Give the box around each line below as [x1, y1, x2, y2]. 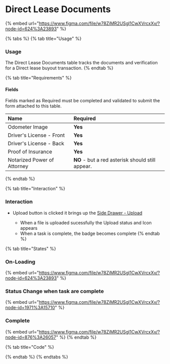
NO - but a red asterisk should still [73, 156, 156, 164]
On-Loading [5, 258, 35, 265]
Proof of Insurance [8, 148, 52, 155]
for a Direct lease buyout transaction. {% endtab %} [5, 65, 114, 71]
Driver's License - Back [8, 140, 65, 147]
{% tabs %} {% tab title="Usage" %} [5, 35, 82, 42]
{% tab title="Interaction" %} [5, 186, 66, 192]
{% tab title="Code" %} [5, 344, 54, 350]
